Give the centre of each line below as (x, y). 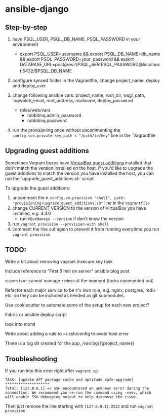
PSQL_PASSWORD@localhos (130, 64)
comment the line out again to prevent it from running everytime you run (86, 229)
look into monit (20, 324)
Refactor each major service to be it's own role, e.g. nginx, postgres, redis (80, 290)
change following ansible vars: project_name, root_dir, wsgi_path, (79, 95)
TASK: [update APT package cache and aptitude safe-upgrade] (69, 380)
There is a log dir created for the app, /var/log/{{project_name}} (70, 343)
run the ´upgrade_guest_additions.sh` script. (50, 178)
